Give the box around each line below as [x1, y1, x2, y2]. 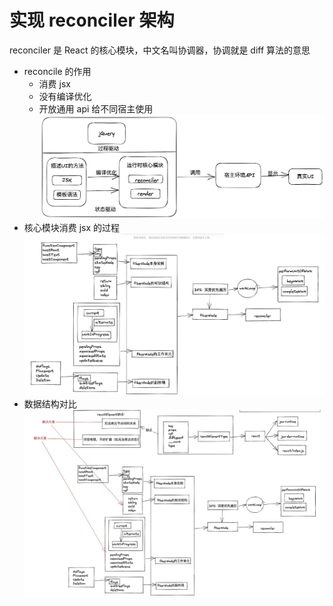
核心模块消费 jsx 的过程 [23, 222, 121, 234]
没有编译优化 [38, 90, 92, 102]
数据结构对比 [23, 398, 77, 410]
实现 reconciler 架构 [9, 9, 175, 32]
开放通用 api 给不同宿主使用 [38, 102, 154, 115]
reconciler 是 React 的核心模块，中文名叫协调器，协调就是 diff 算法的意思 [9, 44, 311, 56]
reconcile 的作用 [23, 65, 92, 77]
